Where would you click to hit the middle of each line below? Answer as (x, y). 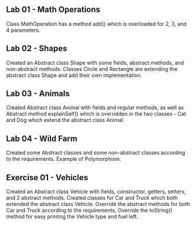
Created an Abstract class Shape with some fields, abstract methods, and (95, 63)
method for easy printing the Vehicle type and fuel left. (72, 217)
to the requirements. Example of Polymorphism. (64, 159)
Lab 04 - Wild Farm (42, 138)
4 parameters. (23, 30)
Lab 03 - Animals (38, 94)
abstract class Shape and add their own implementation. (74, 75)
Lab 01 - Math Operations (53, 10)
